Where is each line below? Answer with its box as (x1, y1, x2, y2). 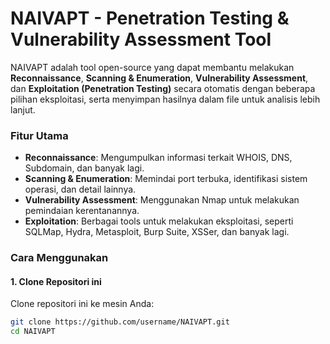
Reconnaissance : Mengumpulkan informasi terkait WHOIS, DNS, (24, 152, 293, 164)
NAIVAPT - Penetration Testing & (10, 7, 290, 30)
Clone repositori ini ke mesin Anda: (10, 298, 155, 310)
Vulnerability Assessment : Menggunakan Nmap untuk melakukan (24, 194, 300, 206)
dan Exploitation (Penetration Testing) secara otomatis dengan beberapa (10, 82, 316, 94)
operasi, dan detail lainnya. (24, 183, 137, 196)
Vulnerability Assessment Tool (10, 28, 272, 51)
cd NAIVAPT (10, 327, 56, 337)
